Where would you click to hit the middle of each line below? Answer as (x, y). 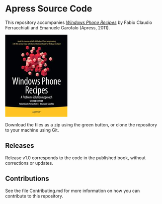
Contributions (27, 179)
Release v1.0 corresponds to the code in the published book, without (75, 158)
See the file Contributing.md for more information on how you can (73, 191)
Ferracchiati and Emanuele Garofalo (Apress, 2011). (58, 27)
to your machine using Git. (32, 130)
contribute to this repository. (34, 196)
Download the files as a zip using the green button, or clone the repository (81, 124)
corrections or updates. (29, 163)
